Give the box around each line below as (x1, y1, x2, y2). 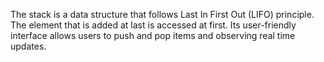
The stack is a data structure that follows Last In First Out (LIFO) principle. (10, 9, 315, 20)
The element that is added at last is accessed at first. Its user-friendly (10, 19, 297, 31)
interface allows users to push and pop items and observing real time (10, 30, 296, 41)
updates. (10, 40, 47, 52)
